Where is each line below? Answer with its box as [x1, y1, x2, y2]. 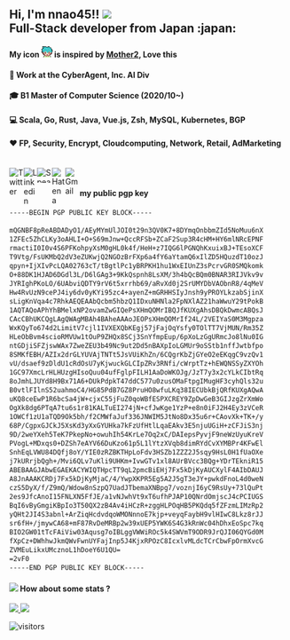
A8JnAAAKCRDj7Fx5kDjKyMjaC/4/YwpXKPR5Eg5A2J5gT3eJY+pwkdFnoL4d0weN [9, 475, 264, 484]
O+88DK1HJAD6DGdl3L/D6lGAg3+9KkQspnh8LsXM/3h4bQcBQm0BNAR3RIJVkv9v [9, 271, 264, 280]
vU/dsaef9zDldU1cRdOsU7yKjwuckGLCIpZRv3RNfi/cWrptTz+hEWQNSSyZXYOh [9, 360, 264, 368]
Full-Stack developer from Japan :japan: [9, 21, 237, 36]
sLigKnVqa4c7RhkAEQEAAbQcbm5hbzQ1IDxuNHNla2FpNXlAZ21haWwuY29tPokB [9, 297, 264, 306]
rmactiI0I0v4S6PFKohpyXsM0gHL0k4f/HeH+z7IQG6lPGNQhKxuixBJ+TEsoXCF [9, 244, 264, 253]
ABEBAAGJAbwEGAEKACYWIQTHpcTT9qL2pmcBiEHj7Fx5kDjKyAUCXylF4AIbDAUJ [9, 466, 264, 475]
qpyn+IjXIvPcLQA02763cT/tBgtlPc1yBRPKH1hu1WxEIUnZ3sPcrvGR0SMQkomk [9, 262, 264, 271]
